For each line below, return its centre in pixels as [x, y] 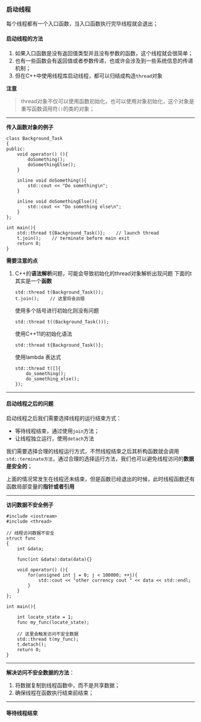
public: [16, 149]
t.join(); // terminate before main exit [73, 238]
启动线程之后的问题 [30, 404]
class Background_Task [34, 138]
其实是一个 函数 [33, 281]
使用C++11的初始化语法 [43, 334]
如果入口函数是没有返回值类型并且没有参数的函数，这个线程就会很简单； [104, 53]
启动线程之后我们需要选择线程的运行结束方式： [64, 418]
